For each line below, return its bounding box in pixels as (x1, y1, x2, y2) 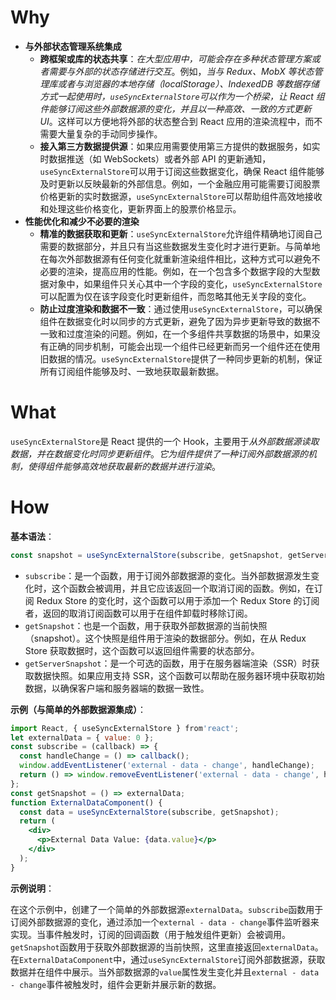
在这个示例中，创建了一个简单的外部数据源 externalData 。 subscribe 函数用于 (10, 903, 324, 915)
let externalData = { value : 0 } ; (10, 732, 155, 743)
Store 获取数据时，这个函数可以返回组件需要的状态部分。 (24, 644, 260, 656)
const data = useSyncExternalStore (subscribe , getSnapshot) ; (19, 807, 280, 817)
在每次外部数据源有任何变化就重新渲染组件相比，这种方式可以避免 (39, 252, 312, 265)
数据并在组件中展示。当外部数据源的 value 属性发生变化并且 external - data (10, 966, 320, 978)
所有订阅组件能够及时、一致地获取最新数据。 (39, 365, 225, 377)
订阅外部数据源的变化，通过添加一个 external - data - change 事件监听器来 (10, 916, 320, 928)
